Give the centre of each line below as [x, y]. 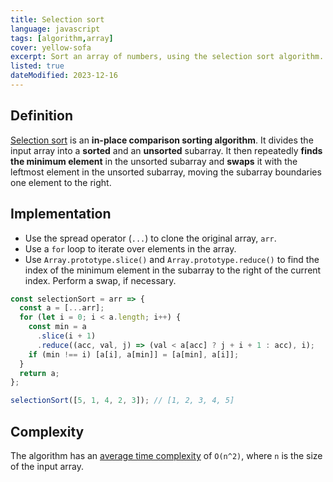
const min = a [57, 327]
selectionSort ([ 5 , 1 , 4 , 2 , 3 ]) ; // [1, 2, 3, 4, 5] [122, 401]
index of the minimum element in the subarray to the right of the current [173, 270]
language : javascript [55, 29]
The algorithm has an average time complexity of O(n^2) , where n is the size [166, 455]
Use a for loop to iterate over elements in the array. [130, 248]
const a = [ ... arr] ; [62, 308]
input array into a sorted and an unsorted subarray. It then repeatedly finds [166, 150]
